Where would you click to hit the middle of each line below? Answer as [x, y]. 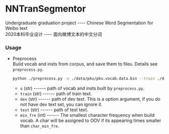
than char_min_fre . [40, 126]
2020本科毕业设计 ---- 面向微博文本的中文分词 [54, 34]
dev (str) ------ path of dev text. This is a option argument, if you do [90, 99]
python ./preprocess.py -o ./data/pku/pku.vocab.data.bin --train [84, 79]
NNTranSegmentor [46, 9]
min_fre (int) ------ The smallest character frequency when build [87, 115]
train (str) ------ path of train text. [56, 94]
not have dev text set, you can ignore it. [61, 105]
